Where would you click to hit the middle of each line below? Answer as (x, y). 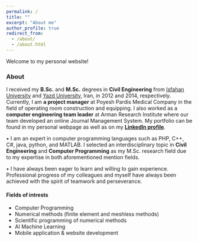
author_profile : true (33, 28)
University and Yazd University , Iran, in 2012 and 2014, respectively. (89, 96)
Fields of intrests (27, 195)
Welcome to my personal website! (47, 61)
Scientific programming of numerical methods (71, 220)
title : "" (18, 17)
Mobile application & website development (66, 233)
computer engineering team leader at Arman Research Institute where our (98, 115)
